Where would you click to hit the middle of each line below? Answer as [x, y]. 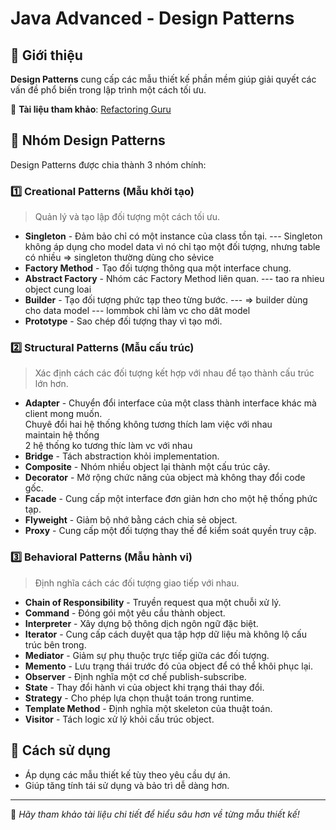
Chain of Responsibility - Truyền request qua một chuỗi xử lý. [153, 602]
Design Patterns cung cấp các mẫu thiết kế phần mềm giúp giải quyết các [163, 79]
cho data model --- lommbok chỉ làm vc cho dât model [137, 311]
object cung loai [58, 289]
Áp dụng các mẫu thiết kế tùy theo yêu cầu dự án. [127, 774]
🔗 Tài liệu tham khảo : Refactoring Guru [91, 109]
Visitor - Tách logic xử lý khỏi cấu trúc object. [119, 719]
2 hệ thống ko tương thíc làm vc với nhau [108, 446]
